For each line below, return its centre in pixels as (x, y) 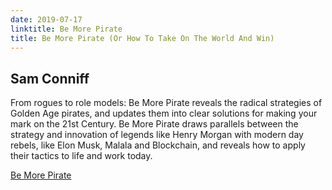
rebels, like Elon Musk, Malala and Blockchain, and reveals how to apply (158, 145)
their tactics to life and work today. (81, 156)
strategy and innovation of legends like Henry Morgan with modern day (157, 135)
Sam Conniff (50, 78)
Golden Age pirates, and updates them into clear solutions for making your (164, 113)
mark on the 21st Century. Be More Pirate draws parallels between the (154, 124)
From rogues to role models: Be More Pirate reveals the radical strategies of (166, 103)
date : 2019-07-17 (46, 19)
